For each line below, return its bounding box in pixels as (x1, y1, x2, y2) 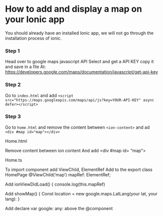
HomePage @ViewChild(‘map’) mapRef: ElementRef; (5, 171, 111, 177)
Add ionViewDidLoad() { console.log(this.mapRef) (5, 181, 105, 187)
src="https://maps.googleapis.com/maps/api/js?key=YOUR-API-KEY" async (5, 97, 154, 102)
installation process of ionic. (5, 35, 62, 41)
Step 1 (5, 48, 20, 54)
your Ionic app (5, 14, 65, 25)
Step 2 (5, 81, 21, 88)
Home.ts (5, 157, 23, 163)
